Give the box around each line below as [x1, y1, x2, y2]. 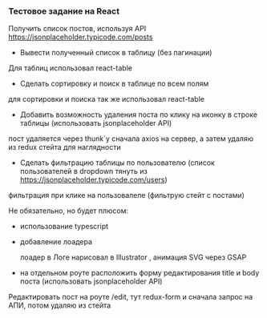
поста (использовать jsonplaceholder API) [19, 276, 163, 286]
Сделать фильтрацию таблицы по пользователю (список [19, 158, 215, 167]
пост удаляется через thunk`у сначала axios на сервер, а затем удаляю [8, 134, 254, 143]
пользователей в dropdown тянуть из [19, 167, 148, 176]
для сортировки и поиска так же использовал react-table [8, 95, 204, 104]
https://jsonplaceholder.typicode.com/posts [8, 32, 153, 42]
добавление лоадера [19, 237, 93, 247]
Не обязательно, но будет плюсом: [8, 206, 129, 215]
